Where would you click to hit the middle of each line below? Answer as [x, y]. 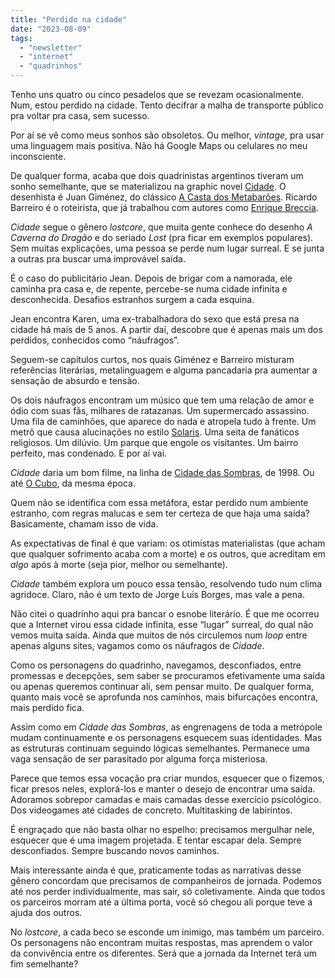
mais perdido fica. [47, 707]
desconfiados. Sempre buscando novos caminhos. [115, 850]
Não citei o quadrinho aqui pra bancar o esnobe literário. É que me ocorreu [165, 614]
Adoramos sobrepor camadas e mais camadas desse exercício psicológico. [166, 799]
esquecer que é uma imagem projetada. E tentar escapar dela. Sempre [156, 840]
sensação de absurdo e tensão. [75, 380]
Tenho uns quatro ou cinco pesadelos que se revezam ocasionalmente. [157, 94]
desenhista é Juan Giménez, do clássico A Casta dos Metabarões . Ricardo [164, 197]
